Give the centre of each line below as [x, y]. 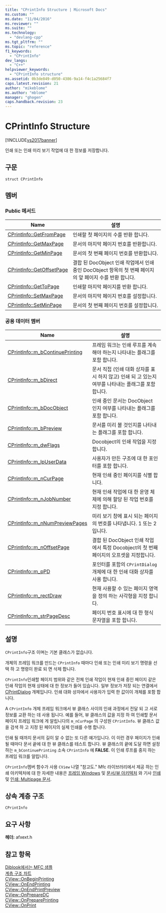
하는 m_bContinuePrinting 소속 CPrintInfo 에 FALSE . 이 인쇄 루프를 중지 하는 [81, 750]
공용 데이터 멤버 [23, 321]
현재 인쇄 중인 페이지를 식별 [122, 475]
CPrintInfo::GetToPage [34, 286]
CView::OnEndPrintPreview [33, 890]
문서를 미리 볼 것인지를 [117, 425]
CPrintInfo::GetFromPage [37, 234]
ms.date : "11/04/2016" [28, 19]
